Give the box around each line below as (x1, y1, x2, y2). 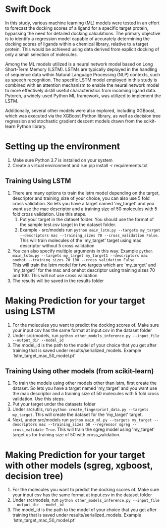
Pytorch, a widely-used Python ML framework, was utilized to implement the (5, 93, 161, 99)
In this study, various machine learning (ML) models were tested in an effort (5, 20, 160, 26)
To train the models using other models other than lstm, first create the (12, 380, 157, 386)
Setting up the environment (5, 141, 120, 152)
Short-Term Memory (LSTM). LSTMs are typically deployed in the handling (5, 66, 158, 72)
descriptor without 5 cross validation (19, 242, 95, 248)
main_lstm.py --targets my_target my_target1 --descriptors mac (12, 253, 148, 258)
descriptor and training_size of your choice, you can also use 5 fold (12, 195, 150, 201)
